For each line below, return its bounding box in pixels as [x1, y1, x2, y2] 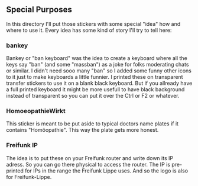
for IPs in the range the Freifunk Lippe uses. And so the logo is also [24, 167, 188, 174]
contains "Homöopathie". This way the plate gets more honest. [6, 127, 159, 134]
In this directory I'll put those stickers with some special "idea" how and [6, 20, 181, 27]
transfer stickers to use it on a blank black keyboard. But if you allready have [6, 79, 193, 87]
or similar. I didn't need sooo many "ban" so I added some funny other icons [6, 67, 192, 74]
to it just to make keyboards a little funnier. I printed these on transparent [6, 74, 183, 81]
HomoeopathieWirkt [6, 107, 66, 115]
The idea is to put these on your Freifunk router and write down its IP [6, 154, 173, 161]
